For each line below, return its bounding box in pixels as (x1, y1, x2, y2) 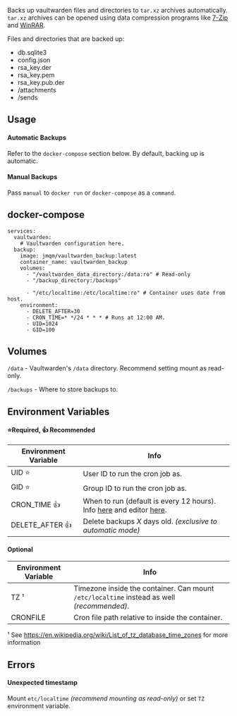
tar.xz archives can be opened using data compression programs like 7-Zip (7, 13, 229, 22)
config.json (17, 56, 51, 64)
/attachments (17, 86, 56, 94)
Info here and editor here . (83, 505, 167, 515)
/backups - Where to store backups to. (7, 385, 119, 394)
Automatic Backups (7, 133, 67, 142)
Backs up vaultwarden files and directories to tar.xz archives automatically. (7, 6, 228, 14)
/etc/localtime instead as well (73, 593, 176, 602)
